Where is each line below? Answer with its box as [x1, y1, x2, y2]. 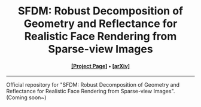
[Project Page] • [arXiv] [71, 62, 130, 69]
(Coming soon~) [6, 94, 47, 101]
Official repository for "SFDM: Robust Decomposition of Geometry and [6, 81, 180, 88]
